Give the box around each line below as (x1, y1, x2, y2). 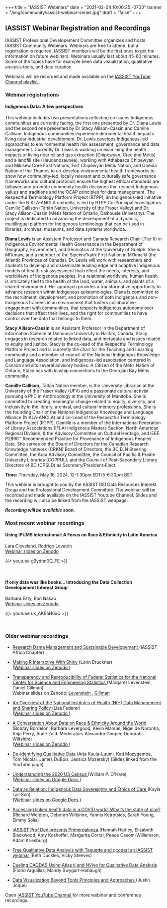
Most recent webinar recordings (5, 519, 84, 526)
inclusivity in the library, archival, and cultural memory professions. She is (5, 404, 156, 410)
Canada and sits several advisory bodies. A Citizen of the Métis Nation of (5, 362, 155, 368)
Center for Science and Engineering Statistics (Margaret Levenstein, (12, 679, 152, 685)
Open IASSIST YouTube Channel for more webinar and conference (5, 892, 142, 898)
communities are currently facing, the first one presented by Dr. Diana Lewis (5, 120, 162, 126)
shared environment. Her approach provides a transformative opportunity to (5, 283, 161, 289)
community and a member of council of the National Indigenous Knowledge (5, 352, 160, 358)
